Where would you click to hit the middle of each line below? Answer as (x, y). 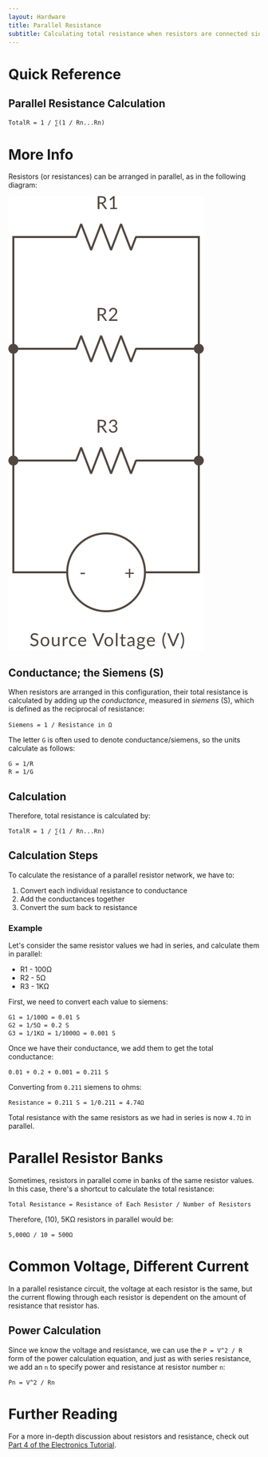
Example (26, 928)
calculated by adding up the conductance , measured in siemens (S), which (131, 701)
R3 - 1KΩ (34, 987)
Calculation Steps (53, 855)
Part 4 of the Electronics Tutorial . (63, 1444)
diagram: (23, 185)
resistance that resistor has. (54, 1305)
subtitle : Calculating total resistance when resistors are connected (128, 34)
